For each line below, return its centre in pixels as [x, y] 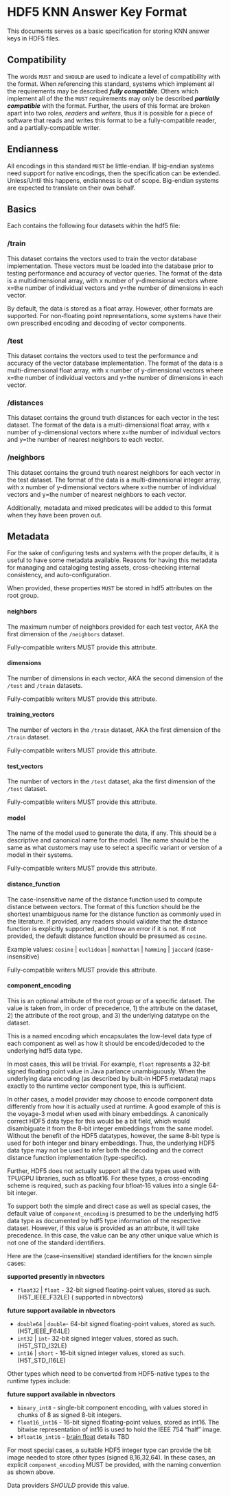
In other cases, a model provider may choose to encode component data [110, 1099]
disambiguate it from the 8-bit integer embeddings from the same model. [111, 1128]
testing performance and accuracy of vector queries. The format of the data [115, 273]
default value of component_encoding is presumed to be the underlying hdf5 [113, 1213]
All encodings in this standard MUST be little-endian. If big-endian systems [111, 166]
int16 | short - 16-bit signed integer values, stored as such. [101, 1353]
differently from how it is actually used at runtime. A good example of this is [114, 1106]
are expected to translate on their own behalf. [71, 188]
